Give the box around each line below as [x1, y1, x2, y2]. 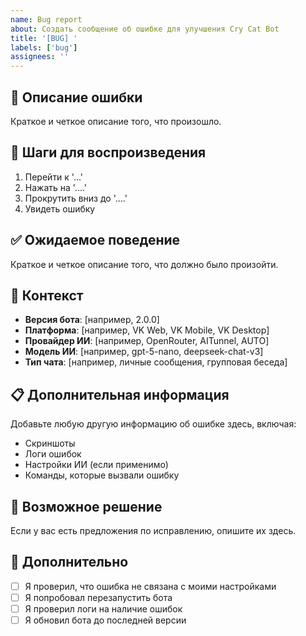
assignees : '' [10, 52, 70, 62]
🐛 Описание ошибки [10, 89, 143, 106]
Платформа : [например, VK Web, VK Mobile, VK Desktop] [24, 324, 270, 336]
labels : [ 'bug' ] [10, 42, 78, 53]
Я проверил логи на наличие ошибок [24, 602, 183, 615]
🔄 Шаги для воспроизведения [10, 144, 207, 161]
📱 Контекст [10, 287, 84, 304]
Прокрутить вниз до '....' [24, 192, 128, 204]
